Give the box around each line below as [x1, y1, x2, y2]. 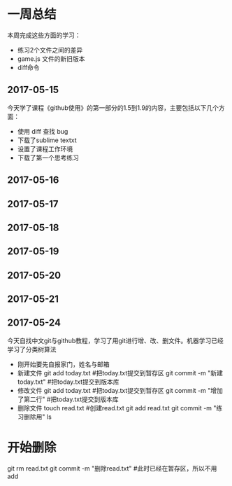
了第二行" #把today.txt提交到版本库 [17, 395, 119, 403]
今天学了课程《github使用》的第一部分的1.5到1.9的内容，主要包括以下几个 [7, 103, 219, 112]
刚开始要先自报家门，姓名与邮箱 [17, 360, 110, 368]
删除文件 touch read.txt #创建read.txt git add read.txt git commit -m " [17, 403, 217, 412]
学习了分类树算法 [7, 345, 57, 354]
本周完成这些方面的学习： [7, 31, 81, 39]
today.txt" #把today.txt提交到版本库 [17, 377, 119, 386]
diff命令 [17, 63, 40, 71]
